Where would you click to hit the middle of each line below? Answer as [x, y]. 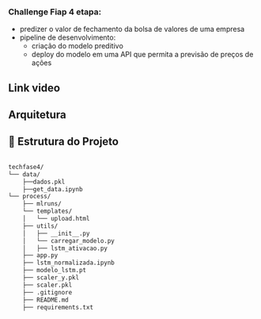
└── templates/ [47, 211]
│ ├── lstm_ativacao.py [65, 248]
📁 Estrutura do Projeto [63, 142]
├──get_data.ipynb [53, 189]
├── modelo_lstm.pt [55, 271]
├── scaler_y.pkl [51, 278]
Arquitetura [37, 115]
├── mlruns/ [42, 204]
